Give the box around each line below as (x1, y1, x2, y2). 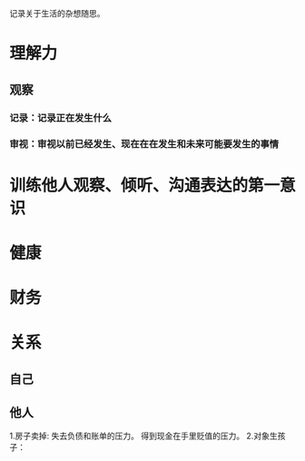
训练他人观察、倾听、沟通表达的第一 (9, 175, 280, 195)
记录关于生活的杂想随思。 (9, 8, 105, 18)
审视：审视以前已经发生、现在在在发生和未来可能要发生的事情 (9, 138, 280, 151)
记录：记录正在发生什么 (9, 112, 112, 124)
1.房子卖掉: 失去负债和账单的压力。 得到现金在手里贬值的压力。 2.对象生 (9, 430, 279, 442)
